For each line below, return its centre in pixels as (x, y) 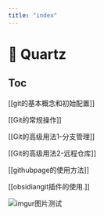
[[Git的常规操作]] (35, 119)
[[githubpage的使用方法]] (49, 170)
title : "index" (33, 15)
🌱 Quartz (37, 54)
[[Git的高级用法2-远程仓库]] (52, 153)
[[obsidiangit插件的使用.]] (49, 186)
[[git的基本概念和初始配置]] (52, 103)
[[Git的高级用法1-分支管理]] (52, 136)
